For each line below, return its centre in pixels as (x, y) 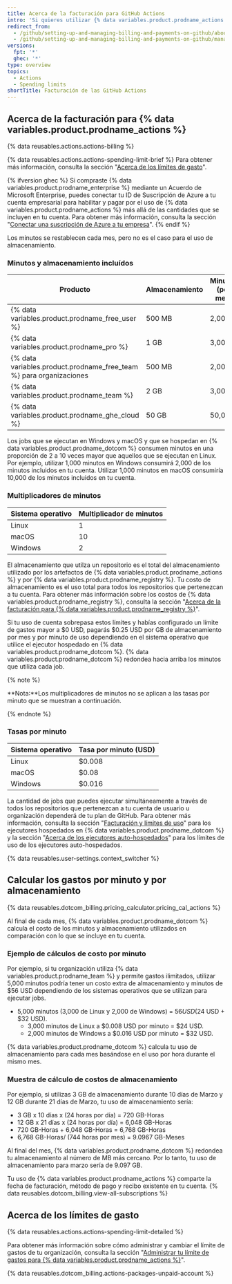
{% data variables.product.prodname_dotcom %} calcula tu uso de (102, 1046)
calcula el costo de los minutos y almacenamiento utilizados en (97, 928)
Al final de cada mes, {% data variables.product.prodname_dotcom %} (108, 921)
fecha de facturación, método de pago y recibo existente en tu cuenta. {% (113, 1186)
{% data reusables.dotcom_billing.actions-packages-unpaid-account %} (110, 1274)
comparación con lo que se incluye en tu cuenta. (77, 936)
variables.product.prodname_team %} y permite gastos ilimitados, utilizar (112, 976)
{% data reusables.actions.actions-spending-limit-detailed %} (96, 1232)
